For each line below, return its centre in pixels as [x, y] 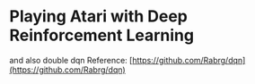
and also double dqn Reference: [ [71, 60]
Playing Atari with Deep [99, 17]
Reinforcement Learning [102, 35]
